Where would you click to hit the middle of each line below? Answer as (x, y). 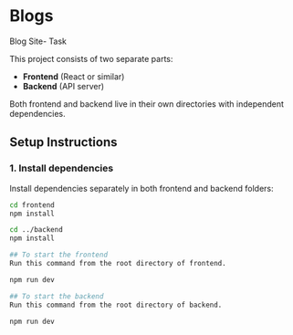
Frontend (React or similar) (73, 76)
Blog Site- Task (38, 41)
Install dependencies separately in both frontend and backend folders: (141, 188)
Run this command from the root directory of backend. (116, 305)
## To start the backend (57, 296)
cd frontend (32, 205)
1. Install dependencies (62, 168)
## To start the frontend (58, 255)
